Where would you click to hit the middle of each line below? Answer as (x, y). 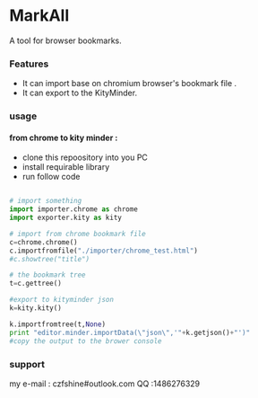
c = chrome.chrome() (43, 242)
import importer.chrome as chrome (74, 209)
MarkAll (39, 16)
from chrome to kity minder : (64, 137)
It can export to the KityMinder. (79, 93)
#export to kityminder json (62, 300)
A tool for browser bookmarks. (66, 40)
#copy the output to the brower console (86, 341)
